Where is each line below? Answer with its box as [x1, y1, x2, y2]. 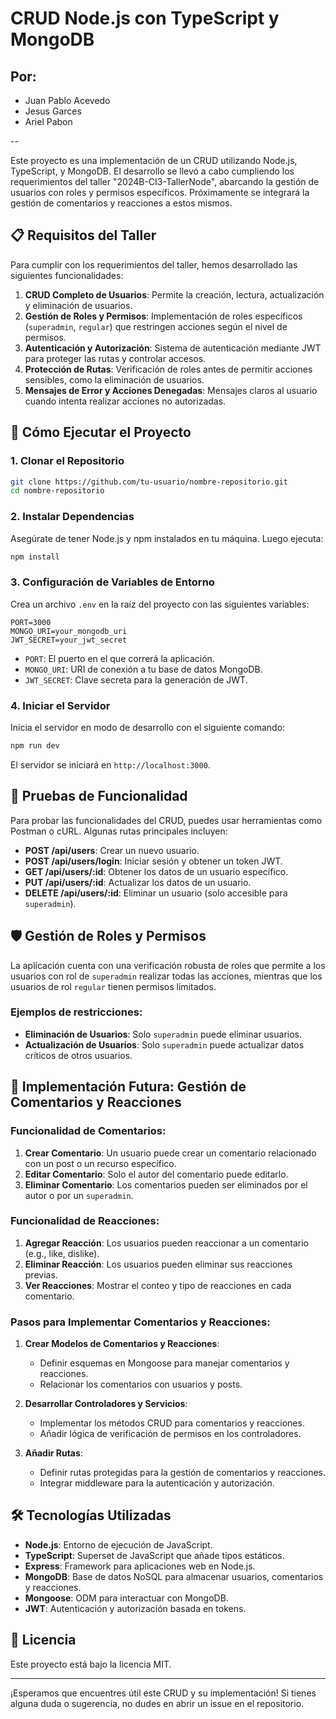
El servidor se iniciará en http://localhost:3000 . [10, 758, 211, 771]
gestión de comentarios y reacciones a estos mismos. [10, 197, 233, 209]
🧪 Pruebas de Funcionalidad [10, 788, 188, 805]
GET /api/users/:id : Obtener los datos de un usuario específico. [24, 865, 289, 877]
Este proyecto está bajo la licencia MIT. [10, 1658, 172, 1670]
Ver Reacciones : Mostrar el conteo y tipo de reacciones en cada [24, 1279, 292, 1291]
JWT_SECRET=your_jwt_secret [10, 635, 128, 645]
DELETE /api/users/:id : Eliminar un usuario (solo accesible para [24, 887, 288, 899]
